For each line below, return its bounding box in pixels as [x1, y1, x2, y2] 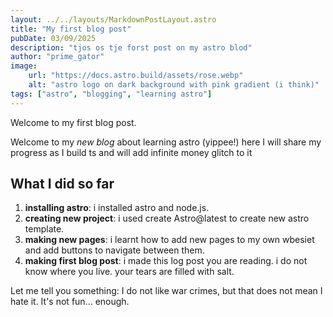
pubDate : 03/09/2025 [10, 33, 97, 43]
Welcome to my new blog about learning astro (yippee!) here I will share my [10, 136, 322, 148]
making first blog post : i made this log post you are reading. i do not [24, 255, 308, 267]
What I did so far [10, 176, 115, 193]
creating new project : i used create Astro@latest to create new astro [24, 212, 310, 225]
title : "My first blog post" [10, 24, 132, 34]
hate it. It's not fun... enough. [10, 296, 130, 308]
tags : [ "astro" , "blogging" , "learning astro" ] [10, 89, 213, 99]
